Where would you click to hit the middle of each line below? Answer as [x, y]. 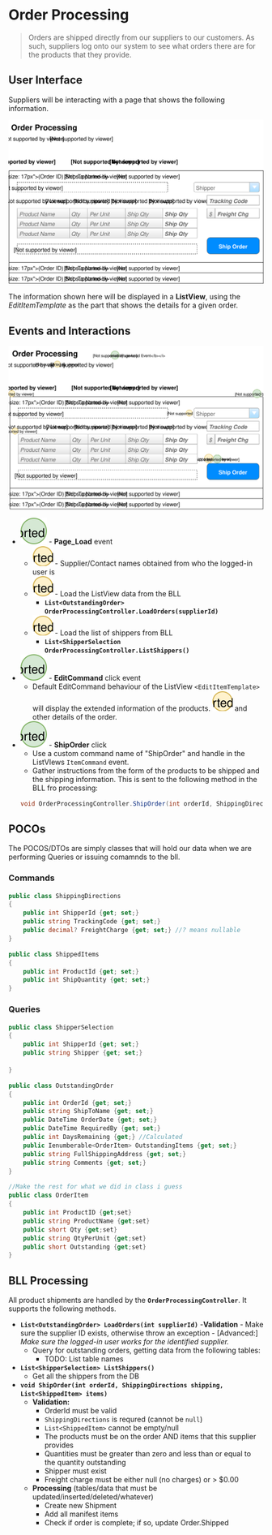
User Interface [46, 80]
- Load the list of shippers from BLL [114, 632]
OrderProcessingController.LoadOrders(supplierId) [132, 611]
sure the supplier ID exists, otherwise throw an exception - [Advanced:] [139, 1333]
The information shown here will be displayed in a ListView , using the [125, 297]
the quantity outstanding [85, 1463]
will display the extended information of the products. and [140, 708]
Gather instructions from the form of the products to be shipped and [146, 770]
